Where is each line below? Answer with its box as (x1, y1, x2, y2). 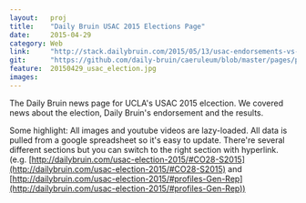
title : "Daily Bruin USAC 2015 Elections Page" (9, 22, 206, 31)
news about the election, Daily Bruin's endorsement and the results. (9, 107, 264, 118)
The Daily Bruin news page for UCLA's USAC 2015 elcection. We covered (9, 97, 284, 108)
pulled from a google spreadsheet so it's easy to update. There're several (9, 134, 285, 146)
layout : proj (9, 13, 67, 23)
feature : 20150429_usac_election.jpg (9, 65, 157, 74)
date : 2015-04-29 (9, 30, 92, 39)
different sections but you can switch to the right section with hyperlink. (9, 144, 280, 155)
